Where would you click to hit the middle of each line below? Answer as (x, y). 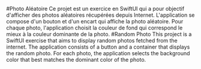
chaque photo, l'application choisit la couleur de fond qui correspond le (94, 28)
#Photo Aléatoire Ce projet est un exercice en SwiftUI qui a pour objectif (95, 9)
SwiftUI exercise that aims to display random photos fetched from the (92, 40)
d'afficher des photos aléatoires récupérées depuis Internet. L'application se (100, 15)
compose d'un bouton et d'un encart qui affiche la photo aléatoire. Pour (95, 21)
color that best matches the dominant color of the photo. (76, 60)
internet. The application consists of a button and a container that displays (98, 47)
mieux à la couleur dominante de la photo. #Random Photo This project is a (99, 34)
